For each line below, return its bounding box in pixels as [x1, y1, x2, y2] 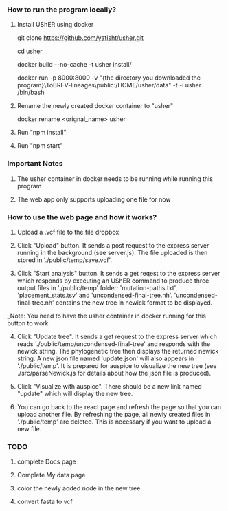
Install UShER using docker [16, 21, 94, 29]
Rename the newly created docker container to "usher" [16, 102, 174, 110]
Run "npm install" [16, 129, 67, 137]
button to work [7, 318, 49, 327]
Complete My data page [16, 471, 86, 479]
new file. [16, 424, 42, 433]
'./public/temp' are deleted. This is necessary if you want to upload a [16, 417, 212, 426]
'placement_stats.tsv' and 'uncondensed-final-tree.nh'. [16, 291, 173, 299]
